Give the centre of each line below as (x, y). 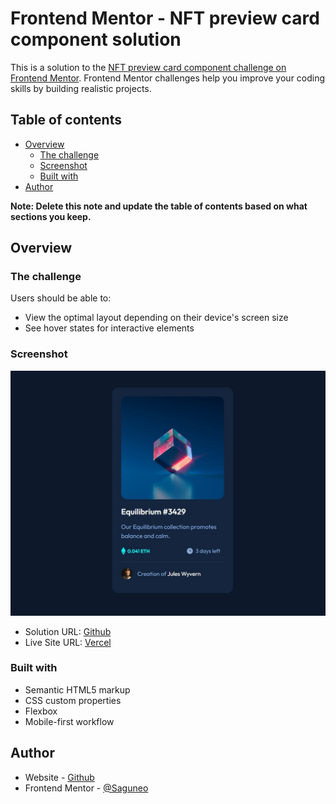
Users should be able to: (61, 298)
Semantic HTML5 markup (77, 689)
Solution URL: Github (68, 631)
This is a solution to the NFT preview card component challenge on (148, 67)
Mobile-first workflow (69, 721)
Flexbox (41, 711)
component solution (96, 39)
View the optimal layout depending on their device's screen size (156, 318)
